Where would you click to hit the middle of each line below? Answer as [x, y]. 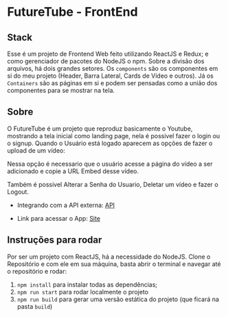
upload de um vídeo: [36, 150]
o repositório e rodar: [37, 271]
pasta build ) [35, 306]
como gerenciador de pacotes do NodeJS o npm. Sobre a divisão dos [106, 61]
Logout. [18, 192]
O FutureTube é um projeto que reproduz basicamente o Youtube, [100, 129]
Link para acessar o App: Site [59, 218]
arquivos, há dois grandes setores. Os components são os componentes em [113, 68]
